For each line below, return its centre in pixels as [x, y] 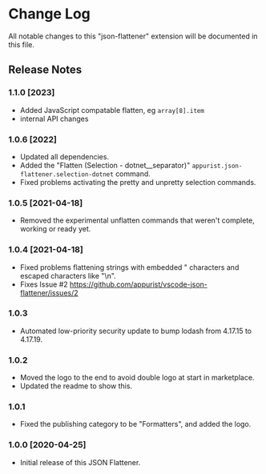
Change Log [49, 14]
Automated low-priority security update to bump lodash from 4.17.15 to [136, 331]
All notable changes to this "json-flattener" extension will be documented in [133, 36]
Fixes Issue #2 [44, 284]
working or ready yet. [55, 229]
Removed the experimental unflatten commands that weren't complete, [137, 220]
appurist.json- [217, 166]
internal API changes [54, 118]
